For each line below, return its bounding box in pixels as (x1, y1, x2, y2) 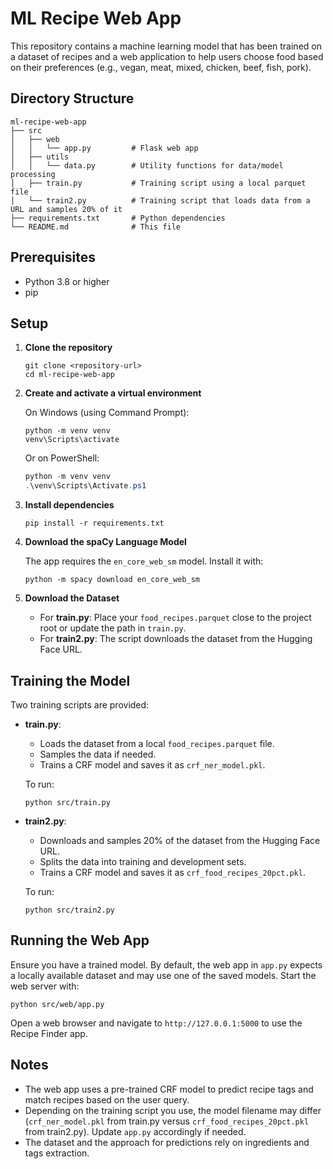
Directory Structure (10, 90, 135, 107)
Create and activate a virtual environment (24, 387, 202, 399)
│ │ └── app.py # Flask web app (10, 143, 199, 153)
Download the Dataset (24, 592, 120, 604)
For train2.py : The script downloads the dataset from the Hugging (39, 633, 313, 645)
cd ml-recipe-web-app (24, 370, 115, 380)
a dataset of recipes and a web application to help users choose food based (10, 50, 324, 62)
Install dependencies (24, 499, 115, 511)
